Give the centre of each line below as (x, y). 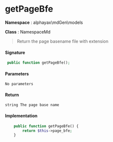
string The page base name (32, 105)
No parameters (19, 84)
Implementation (21, 116)
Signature (15, 53)
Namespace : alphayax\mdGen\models (44, 22)
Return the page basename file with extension (63, 41)
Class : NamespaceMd (28, 32)
